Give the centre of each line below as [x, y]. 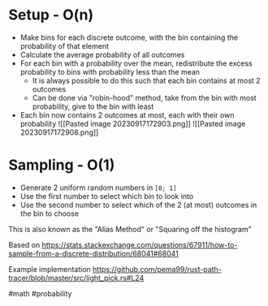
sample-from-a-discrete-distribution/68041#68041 [93, 253]
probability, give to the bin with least [93, 106]
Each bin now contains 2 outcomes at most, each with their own [127, 114]
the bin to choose [50, 213]
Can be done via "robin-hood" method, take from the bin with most [145, 97]
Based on [24, 244]
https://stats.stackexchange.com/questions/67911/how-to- [140, 244]
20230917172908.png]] [59, 132]
